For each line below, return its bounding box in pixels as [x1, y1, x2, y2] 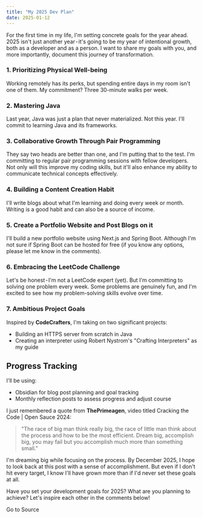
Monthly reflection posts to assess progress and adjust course [15, 395, 171, 402]
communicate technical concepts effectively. [6, 170, 118, 177]
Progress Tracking [6, 360, 78, 371]
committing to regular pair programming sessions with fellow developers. [6, 157, 189, 164]
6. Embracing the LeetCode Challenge [6, 262, 120, 271]
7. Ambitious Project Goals [6, 305, 85, 313]
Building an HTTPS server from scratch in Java [15, 330, 133, 338]
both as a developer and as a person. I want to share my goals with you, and [6, 44, 197, 52]
